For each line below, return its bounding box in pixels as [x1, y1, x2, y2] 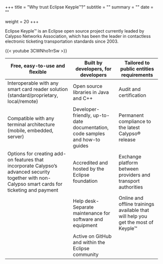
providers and [118, 172, 150, 178]
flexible [29, 69, 47, 75]
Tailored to [124, 59, 150, 66]
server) [7, 133, 24, 140]
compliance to [118, 118, 151, 124]
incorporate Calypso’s [7, 162, 57, 169]
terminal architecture [7, 121, 55, 128]
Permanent [118, 112, 144, 119]
